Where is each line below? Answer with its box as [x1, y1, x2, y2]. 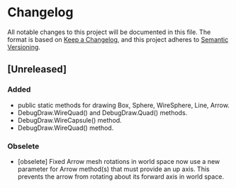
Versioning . [7, 43, 41, 51]
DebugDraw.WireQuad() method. [17, 123, 114, 132]
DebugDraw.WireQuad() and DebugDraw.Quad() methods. [17, 108, 188, 117]
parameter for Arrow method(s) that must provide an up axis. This [17, 165, 210, 173]
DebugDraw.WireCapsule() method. [17, 116, 122, 124]
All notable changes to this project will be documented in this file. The [7, 28, 211, 36]
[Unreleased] [7, 63, 67, 75]
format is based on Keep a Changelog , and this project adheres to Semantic [7, 35, 229, 43]
